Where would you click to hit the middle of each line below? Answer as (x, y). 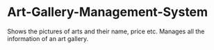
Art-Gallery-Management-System (108, 12)
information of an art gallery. (48, 38)
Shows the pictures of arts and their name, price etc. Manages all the (106, 31)
